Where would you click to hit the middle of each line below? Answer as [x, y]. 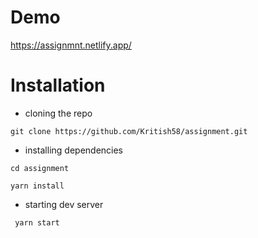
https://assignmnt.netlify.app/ [71, 45]
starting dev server [64, 204]
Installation [58, 85]
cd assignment [40, 168]
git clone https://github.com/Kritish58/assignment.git [129, 131]
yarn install [37, 186]
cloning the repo [58, 113]
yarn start [37, 222]
